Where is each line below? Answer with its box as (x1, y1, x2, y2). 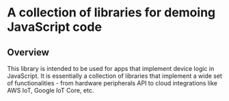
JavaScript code (7, 19, 103, 35)
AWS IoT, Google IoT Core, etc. (7, 87, 94, 94)
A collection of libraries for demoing (7, 5, 216, 20)
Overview (7, 46, 50, 58)
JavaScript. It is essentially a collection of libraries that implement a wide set (7, 72, 222, 80)
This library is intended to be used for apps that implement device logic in (7, 65, 215, 72)
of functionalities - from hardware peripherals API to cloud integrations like (7, 79, 217, 87)
